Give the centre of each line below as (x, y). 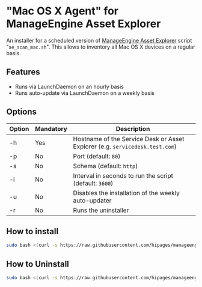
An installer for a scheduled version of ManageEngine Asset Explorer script (99, 40)
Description (133, 128)
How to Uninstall (38, 264)
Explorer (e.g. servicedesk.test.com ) (125, 147)
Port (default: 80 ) (97, 156)
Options (22, 112)
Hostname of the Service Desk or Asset (129, 139)
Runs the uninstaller (101, 210)
